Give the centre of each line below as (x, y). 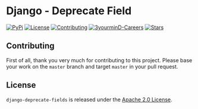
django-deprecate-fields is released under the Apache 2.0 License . (89, 100)
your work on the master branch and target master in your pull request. (92, 66)
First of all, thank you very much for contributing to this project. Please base (99, 60)
